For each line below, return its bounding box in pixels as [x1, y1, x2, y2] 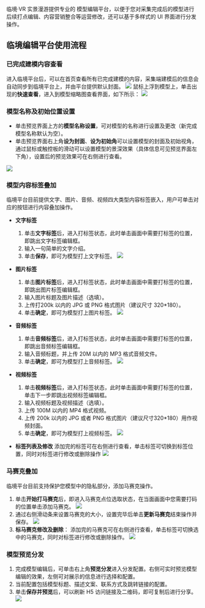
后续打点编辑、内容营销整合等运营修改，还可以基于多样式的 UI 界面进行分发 [6, 13, 197, 20]
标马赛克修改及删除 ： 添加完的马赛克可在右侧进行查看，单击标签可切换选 [15, 526, 199, 533]
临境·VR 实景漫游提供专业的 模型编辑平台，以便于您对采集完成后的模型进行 [6, 5, 195, 12]
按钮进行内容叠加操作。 [16, 203, 76, 211]
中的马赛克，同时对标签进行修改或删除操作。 [15, 533, 128, 541]
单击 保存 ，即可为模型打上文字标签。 [24, 252, 116, 260]
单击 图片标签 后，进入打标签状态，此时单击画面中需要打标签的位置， [24, 279, 196, 286]
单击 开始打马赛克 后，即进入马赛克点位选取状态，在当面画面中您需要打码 [15, 495, 197, 502]
